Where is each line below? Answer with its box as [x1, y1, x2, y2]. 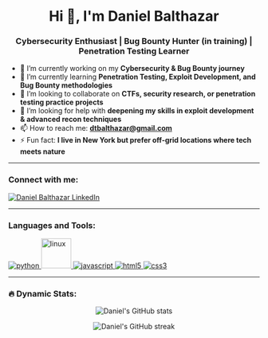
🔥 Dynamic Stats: [8, 289, 77, 299]
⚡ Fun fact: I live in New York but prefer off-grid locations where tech [19, 136, 252, 145]
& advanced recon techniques [19, 115, 122, 124]
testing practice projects [19, 97, 104, 107]
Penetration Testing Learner [78, 45, 190, 57]
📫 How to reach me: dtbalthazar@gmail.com [19, 124, 173, 133]
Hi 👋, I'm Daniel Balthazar [49, 7, 219, 26]
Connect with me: [8, 175, 79, 186]
